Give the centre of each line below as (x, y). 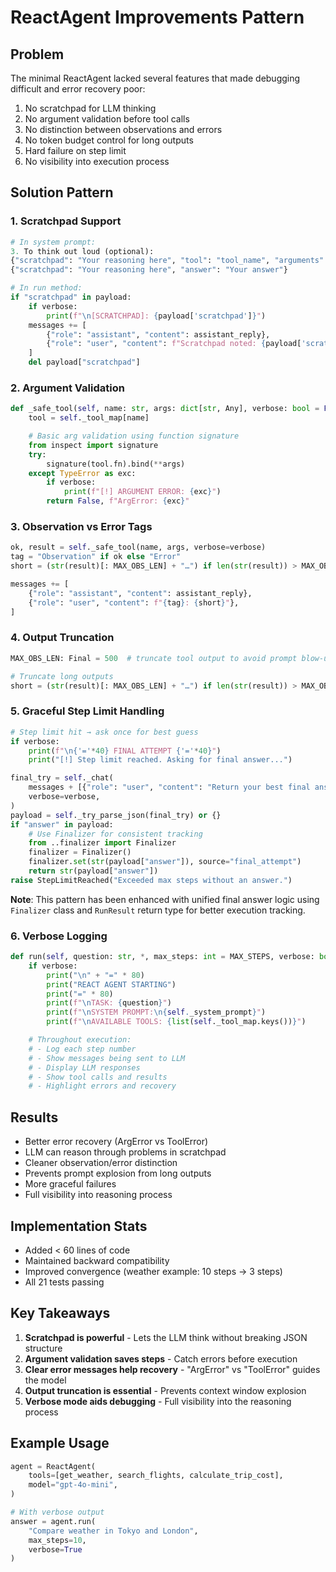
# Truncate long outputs (62, 676)
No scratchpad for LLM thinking (90, 108)
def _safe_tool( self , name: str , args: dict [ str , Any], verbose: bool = (165, 409)
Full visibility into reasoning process (98, 1195)
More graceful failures (70, 1184)
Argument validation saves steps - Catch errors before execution (161, 1358)
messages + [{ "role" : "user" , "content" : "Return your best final (169, 787)
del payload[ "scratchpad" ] (84, 362)
